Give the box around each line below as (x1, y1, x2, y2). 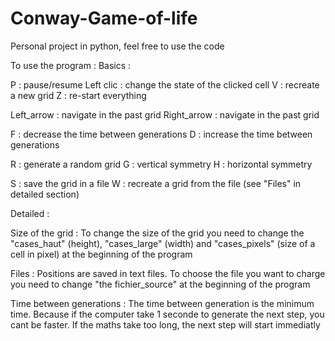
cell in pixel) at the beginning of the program (10, 248, 193, 260)
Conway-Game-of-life (10, 7, 198, 30)
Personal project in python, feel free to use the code (10, 40, 225, 52)
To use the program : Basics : (10, 59, 132, 71)
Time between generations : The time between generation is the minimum (10, 297, 315, 309)
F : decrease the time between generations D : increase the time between (10, 128, 313, 140)
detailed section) (10, 188, 80, 200)
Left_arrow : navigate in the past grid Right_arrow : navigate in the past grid (10, 108, 320, 121)
